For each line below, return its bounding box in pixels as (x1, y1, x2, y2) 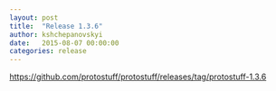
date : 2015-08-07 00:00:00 (9, 38, 119, 48)
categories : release (9, 47, 88, 56)
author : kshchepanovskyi (9, 30, 103, 39)
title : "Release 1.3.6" (9, 22, 103, 31)
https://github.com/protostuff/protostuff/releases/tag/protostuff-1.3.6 (9, 71, 267, 82)
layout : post (9, 13, 59, 23)
